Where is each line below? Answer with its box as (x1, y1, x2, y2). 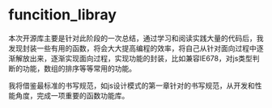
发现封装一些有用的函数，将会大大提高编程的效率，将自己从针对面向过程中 (8, 43, 257, 53)
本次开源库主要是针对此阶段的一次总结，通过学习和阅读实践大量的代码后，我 (8, 33, 264, 43)
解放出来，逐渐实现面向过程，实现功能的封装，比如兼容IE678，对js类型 (15, 53, 253, 63)
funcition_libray (8, 6, 117, 24)
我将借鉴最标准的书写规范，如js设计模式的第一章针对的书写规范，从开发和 (8, 81, 255, 90)
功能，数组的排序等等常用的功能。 (22, 63, 136, 73)
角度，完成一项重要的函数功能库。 (15, 90, 130, 100)
